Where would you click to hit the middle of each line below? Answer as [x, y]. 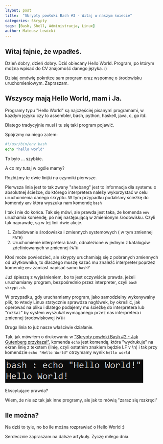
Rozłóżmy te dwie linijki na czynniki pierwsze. [51, 177]
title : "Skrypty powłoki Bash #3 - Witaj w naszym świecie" [69, 15]
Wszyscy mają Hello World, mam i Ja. [63, 99]
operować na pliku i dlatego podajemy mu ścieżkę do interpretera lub [75, 307]
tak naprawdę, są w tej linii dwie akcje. [44, 222]
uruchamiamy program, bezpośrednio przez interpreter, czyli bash [71, 282]
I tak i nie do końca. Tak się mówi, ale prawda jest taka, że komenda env [77, 212]
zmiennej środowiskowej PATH [35, 318]
